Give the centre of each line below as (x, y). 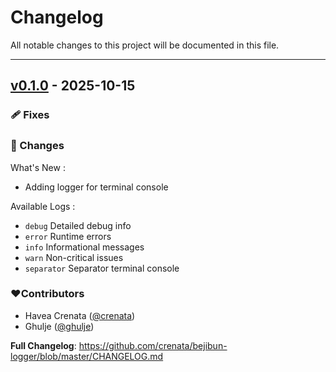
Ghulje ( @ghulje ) (59, 326)
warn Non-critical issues (74, 257)
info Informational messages (84, 247)
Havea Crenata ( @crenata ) (80, 315)
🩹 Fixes (30, 115)
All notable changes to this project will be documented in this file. (145, 45)
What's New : (38, 167)
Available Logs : (43, 206)
